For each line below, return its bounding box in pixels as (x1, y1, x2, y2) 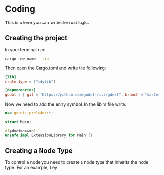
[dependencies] (5, 88, 36, 93)
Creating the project (5, 34, 67, 42)
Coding (5, 3, 36, 15)
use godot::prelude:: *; (5, 111, 54, 116)
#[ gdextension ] (5, 128, 36, 133)
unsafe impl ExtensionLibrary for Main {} (5, 133, 93, 138)
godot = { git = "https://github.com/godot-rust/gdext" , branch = (5, 92, 143, 97)
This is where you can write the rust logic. (5, 20, 89, 25)
